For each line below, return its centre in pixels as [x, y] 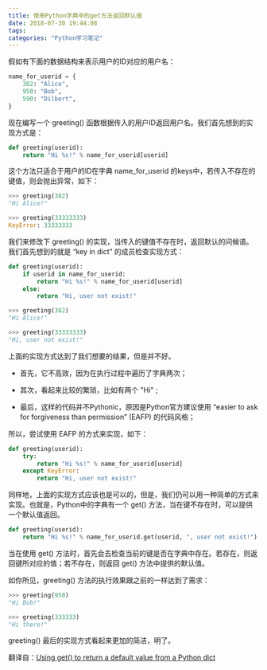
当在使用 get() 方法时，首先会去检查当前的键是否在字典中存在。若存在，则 [130, 553]
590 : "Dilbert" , [50, 99]
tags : [17, 30]
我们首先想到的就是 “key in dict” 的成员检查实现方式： [96, 251]
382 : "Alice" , [46, 84]
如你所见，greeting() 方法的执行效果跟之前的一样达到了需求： [109, 580]
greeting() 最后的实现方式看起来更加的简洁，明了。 [91, 641]
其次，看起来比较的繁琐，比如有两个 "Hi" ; [89, 390]
